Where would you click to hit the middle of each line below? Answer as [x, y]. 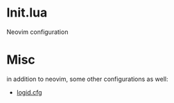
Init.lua [27, 13]
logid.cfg [29, 92]
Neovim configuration [37, 32]
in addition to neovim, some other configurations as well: [87, 79]
